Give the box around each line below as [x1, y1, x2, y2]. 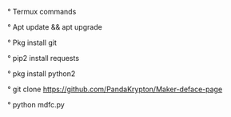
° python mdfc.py [7, 100, 65, 109]
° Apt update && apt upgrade [7, 22, 103, 31]
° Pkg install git [7, 38, 57, 47]
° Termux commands [7, 7, 77, 16]
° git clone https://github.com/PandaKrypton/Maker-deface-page [7, 84, 223, 94]
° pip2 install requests [7, 54, 80, 63]
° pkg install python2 [7, 69, 76, 79]
